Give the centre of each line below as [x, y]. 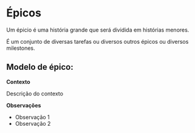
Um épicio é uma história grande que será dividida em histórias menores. [98, 30]
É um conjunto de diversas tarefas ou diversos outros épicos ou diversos [97, 41]
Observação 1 [32, 117]
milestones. [21, 48]
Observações [24, 105]
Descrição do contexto [35, 94]
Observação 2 [33, 123]
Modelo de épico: [40, 67]
